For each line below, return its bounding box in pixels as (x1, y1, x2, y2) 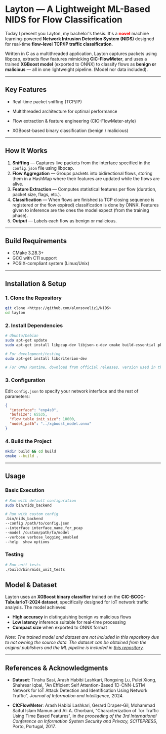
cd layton (5, 310, 26, 315)
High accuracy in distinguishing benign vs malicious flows (12, 614, 131, 620)
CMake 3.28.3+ (12, 250, 44, 256)
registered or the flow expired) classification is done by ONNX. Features (12, 202, 159, 208)
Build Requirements (5, 237, 67, 245)
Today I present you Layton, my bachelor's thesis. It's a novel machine (5, 30, 149, 36)
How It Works (5, 146, 48, 155)
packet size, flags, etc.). (12, 191, 62, 197)
